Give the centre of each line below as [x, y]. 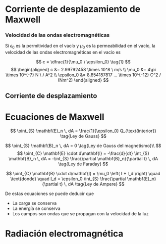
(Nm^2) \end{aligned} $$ [83, 80]
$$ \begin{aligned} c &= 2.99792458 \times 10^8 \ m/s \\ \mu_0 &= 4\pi [83, 70]
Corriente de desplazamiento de [73, 9]
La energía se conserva [36, 208]
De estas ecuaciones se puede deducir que [50, 194]
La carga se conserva [34, 203]
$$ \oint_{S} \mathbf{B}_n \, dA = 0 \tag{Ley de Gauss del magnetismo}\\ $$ [83, 146]
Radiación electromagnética [64, 233]
